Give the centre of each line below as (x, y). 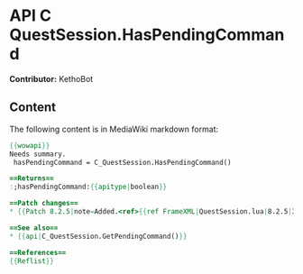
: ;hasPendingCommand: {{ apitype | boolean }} (88, 187)
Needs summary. (38, 154)
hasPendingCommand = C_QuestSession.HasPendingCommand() (122, 162)
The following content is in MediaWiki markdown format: (114, 129)
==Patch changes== (44, 204)
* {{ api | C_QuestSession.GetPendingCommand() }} (98, 236)
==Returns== (32, 178)
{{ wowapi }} (30, 145)
